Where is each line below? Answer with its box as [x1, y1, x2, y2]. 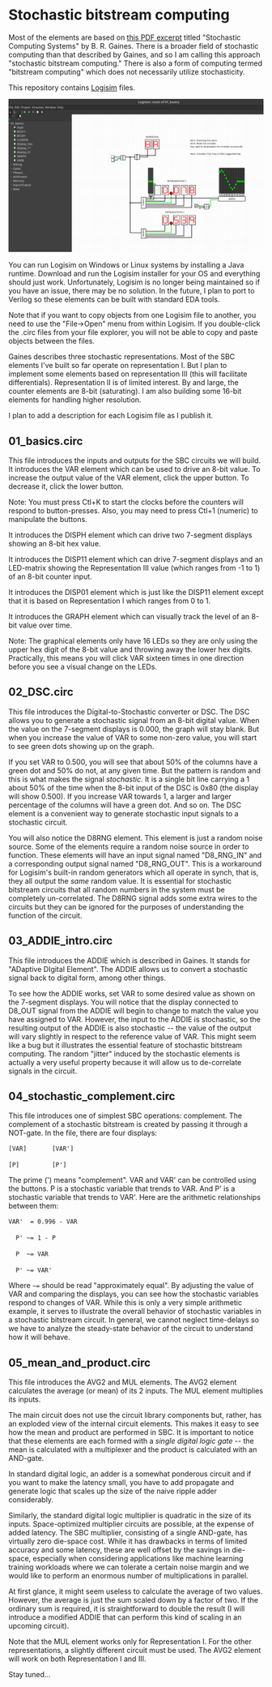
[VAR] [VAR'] [8, 1145, 74, 1153]
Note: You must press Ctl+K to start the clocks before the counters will [8, 497, 244, 507]
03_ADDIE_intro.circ [8, 934, 113, 948]
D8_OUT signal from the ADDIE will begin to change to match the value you [8, 1005, 259, 1015]
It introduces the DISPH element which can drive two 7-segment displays [8, 529, 253, 540]
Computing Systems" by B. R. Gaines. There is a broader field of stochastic [8, 41, 259, 50]
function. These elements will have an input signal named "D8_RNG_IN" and [8, 850, 262, 860]
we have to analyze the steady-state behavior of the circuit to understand [8, 1324, 253, 1334]
